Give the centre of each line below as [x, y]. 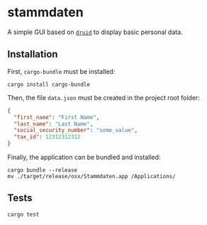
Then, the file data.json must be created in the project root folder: [104, 97]
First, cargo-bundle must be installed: [61, 71]
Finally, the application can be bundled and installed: [84, 157]
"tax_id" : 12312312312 [47, 137]
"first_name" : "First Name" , [57, 117]
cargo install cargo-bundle [49, 84]
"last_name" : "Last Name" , [54, 124]
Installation [33, 54]
